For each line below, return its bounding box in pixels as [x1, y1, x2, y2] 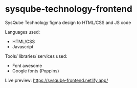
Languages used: [5, 29, 40, 35]
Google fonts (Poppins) [12, 67, 59, 74]
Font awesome [12, 63, 43, 68]
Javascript [12, 44, 34, 49]
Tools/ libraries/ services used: [5, 53, 68, 59]
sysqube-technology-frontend [5, 3, 133, 15]
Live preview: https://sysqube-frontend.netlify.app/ [5, 77, 108, 83]
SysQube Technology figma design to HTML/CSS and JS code [5, 20, 131, 25]
